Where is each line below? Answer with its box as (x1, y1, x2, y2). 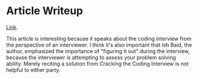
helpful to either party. (6, 66, 60, 73)
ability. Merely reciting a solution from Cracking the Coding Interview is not (6, 60, 189, 67)
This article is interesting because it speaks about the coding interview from (6, 35, 191, 42)
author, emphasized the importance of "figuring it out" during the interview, (6, 47, 190, 54)
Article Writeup (6, 4, 84, 18)
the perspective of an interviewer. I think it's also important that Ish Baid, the (6, 41, 193, 48)
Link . (6, 24, 18, 31)
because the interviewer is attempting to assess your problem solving (6, 54, 176, 61)
